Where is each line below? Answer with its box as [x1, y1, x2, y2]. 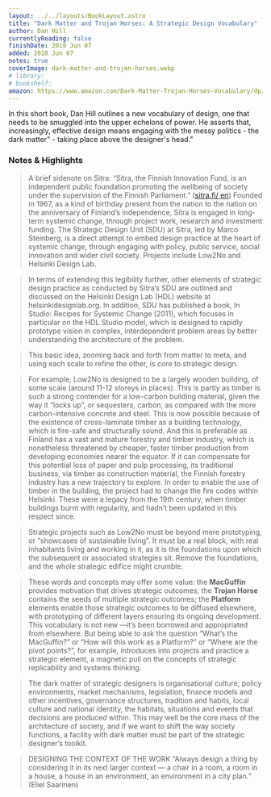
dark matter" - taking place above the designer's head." [8, 135, 194, 144]
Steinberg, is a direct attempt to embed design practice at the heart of [27, 233, 261, 243]
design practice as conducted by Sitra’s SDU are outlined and [27, 283, 232, 293]
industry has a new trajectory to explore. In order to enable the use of [27, 477, 260, 486]
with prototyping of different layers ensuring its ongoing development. [27, 611, 261, 621]
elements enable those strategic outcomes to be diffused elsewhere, [27, 603, 256, 612]
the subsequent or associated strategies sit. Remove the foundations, [27, 553, 260, 562]
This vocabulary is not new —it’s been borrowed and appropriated [27, 620, 248, 629]
